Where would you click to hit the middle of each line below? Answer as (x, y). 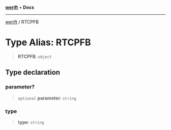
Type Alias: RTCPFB (48, 42)
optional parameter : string (47, 98)
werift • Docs (20, 7)
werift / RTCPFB (22, 22)
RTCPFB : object (35, 56)
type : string (31, 122)
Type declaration (33, 72)
